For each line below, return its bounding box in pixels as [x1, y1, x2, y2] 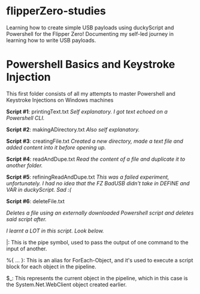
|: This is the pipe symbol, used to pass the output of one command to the [6, 238, 189, 246]
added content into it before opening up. [6, 143, 107, 151]
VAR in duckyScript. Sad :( [6, 186, 72, 193]
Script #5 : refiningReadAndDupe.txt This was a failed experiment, [6, 173, 169, 180]
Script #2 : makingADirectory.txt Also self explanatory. [6, 125, 140, 133]
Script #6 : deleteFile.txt [6, 197, 65, 204]
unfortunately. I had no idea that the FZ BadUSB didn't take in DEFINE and [6, 179, 190, 186]
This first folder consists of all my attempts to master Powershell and [6, 90, 175, 97]
